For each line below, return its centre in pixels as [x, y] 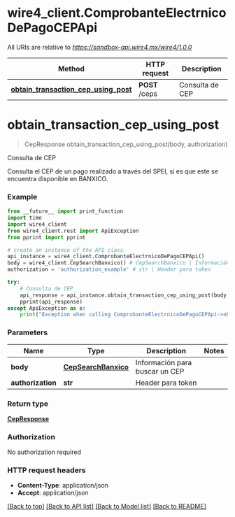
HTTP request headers [47, 470]
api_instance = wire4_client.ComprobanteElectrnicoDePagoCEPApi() [106, 257]
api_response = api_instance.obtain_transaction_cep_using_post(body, [125, 295]
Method [72, 69]
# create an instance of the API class [65, 250]
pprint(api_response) [51, 302]
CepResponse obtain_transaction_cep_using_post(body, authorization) [126, 144]
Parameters [27, 332]
